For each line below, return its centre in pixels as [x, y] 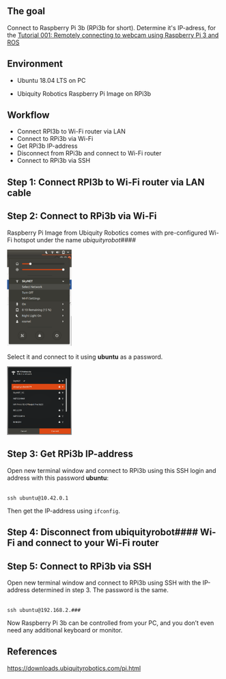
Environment [35, 64]
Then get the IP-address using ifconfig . [64, 511]
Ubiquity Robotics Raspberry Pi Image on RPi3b [84, 93]
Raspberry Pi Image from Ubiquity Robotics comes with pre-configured [107, 233]
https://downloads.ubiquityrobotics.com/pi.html [74, 668]
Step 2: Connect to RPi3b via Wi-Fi [82, 216]
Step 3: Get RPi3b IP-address [70, 454]
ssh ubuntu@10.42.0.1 [38, 498]
